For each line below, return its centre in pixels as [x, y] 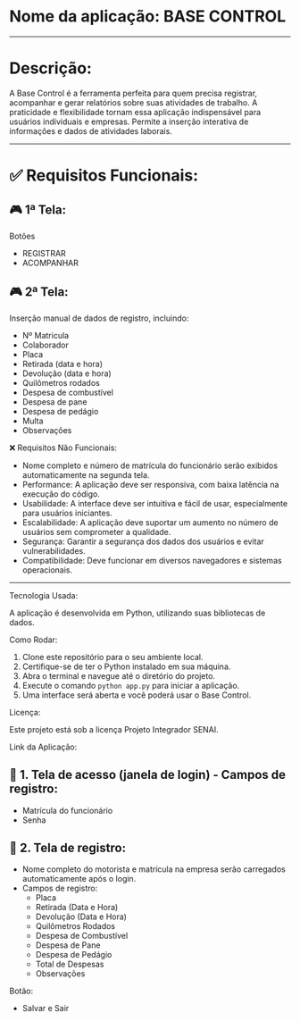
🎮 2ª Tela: [39, 292]
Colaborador [46, 345]
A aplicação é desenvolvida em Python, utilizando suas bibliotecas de [137, 613]
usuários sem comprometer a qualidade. [96, 531]
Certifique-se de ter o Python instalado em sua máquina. [126, 666]
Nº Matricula [46, 335]
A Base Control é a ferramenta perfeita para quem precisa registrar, [133, 93]
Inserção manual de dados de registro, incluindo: [99, 318]
